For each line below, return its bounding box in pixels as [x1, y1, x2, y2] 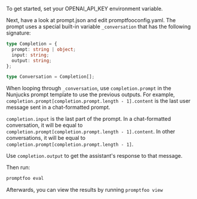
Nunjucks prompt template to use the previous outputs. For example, [6, 91, 175, 98]
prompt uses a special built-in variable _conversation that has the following [6, 23, 191, 30]
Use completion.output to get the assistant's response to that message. [6, 152, 183, 160]
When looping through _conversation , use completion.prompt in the [6, 85, 171, 92]
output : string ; [11, 57, 52, 63]
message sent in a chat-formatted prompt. [6, 104, 110, 111]
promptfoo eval [6, 176, 44, 182]
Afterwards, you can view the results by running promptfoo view [6, 186, 163, 194]
